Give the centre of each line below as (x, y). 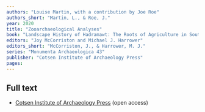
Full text (22, 88)
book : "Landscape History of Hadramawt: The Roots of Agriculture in (97, 35)
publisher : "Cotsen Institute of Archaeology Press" (75, 58)
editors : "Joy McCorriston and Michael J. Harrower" (75, 40)
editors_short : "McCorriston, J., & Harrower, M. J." (76, 47)
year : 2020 (20, 23)
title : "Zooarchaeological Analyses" (54, 29)
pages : (15, 63)
